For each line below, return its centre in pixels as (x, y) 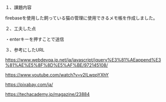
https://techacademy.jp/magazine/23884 (47, 94)
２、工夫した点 (20, 28)
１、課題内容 (18, 7)
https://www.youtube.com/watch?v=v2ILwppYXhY (57, 75)
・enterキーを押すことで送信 (34, 39)
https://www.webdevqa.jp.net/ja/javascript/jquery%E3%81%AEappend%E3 (83, 60)
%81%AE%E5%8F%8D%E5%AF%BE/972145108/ (57, 65)
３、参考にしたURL (25, 50)
